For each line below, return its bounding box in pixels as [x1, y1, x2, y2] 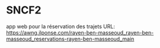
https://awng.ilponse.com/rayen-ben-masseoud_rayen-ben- [6, 29, 154, 36]
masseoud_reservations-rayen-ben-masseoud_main [6, 35, 135, 42]
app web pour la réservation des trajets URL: [6, 23, 116, 30]
